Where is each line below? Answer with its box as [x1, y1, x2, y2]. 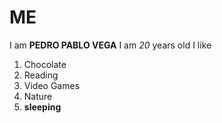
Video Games [23, 79, 81, 91]
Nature [23, 90, 53, 102]
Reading [23, 69, 59, 81]
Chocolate [23, 58, 67, 70]
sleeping [23, 101, 62, 113]
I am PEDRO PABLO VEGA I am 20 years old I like [9, 39, 212, 51]
